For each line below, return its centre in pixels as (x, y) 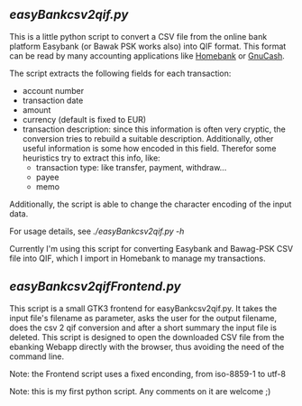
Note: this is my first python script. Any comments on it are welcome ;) (140, 391)
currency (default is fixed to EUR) (84, 119)
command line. (37, 356)
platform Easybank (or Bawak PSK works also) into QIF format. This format (148, 46)
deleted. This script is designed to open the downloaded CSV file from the (147, 337)
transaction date (53, 100)
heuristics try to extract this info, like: (91, 158)
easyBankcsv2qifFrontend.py (96, 286)
